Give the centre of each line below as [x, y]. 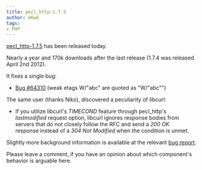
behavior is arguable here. [39, 161]
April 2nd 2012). [26, 64]
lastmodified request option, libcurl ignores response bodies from [97, 118]
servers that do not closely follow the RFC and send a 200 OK [92, 124]
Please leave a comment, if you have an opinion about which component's [99, 154]
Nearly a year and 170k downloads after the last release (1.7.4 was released [100, 58]
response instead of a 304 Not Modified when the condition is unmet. [102, 131]
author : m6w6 [23, 18]
